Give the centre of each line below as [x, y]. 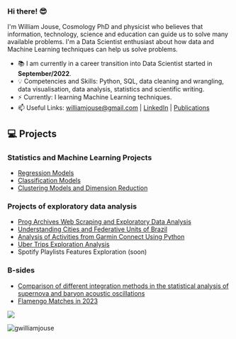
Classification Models [49, 180]
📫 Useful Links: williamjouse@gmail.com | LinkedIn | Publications [114, 108]
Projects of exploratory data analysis [72, 206]
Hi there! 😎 [27, 11]
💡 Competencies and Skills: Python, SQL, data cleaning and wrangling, [121, 82]
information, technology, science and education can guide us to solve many [118, 34]
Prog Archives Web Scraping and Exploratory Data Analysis [104, 222]
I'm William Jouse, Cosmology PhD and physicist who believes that [105, 27]
